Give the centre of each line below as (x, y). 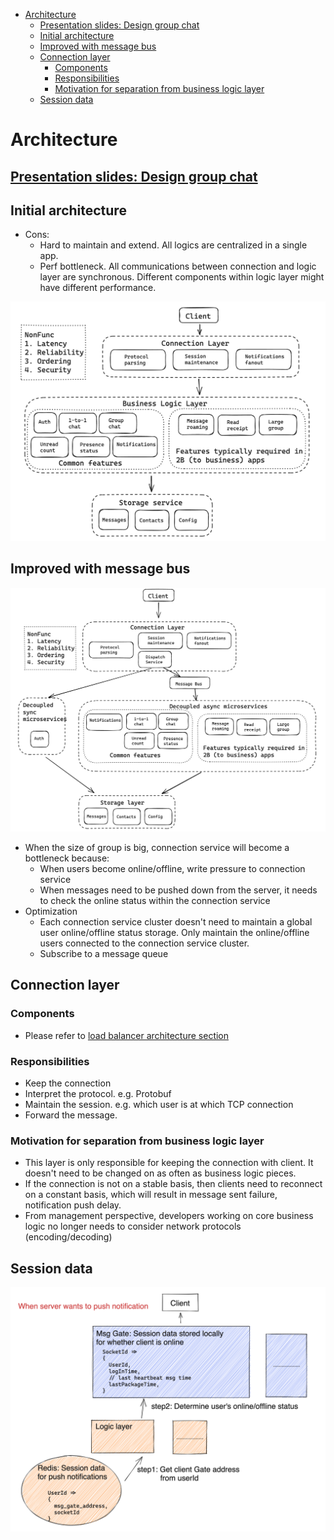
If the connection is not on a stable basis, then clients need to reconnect (173, 1184)
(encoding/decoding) (68, 1237)
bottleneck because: (67, 858)
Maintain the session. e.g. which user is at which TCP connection (159, 1104)
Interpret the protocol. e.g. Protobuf (98, 1093)
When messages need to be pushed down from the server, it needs (178, 890)
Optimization (51, 911)
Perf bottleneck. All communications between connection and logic (178, 266)
